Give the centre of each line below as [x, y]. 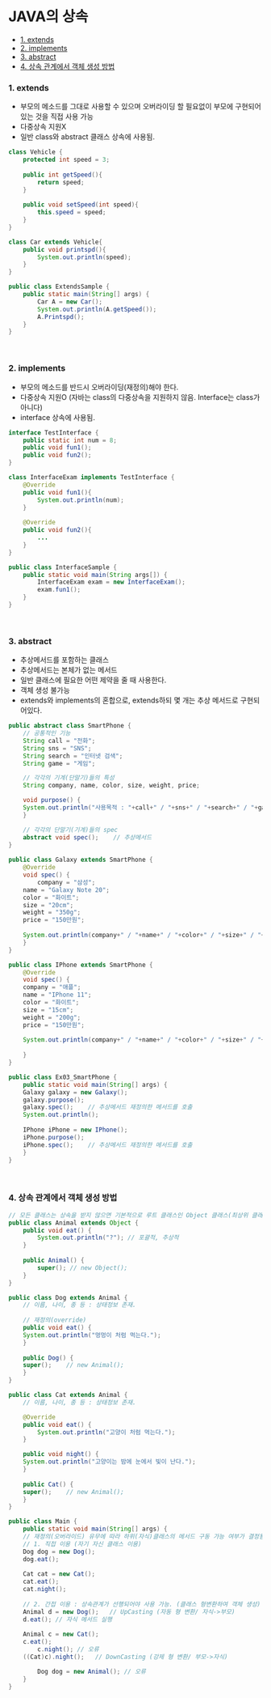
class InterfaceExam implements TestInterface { [92, 478]
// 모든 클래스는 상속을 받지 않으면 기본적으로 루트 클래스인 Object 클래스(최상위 [128, 1215]
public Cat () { [48, 1484]
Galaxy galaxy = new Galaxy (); [75, 1092]
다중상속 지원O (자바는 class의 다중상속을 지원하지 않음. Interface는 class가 [140, 397]
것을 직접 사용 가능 [65, 117]
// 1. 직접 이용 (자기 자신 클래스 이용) [82, 1544]
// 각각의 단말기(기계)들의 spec [71, 830]
